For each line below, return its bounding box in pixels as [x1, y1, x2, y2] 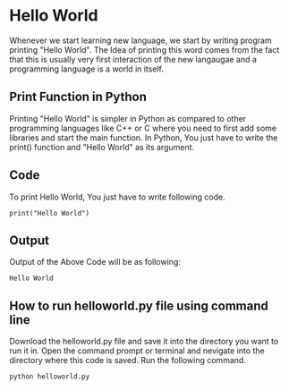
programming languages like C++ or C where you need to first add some [9, 123, 277, 133]
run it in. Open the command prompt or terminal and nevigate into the [9, 345, 266, 356]
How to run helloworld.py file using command [9, 298, 268, 313]
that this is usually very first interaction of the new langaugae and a [9, 54, 258, 64]
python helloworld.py [9, 372, 90, 381]
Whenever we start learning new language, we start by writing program [9, 35, 272, 46]
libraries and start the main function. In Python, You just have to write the [9, 131, 278, 143]
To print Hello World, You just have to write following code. [9, 191, 225, 202]
